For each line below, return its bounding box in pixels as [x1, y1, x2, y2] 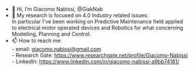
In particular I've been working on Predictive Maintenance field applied [11, 18, 183, 25]
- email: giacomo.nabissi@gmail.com [11, 46, 102, 52]
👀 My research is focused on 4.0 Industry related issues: [11, 12, 149, 19]
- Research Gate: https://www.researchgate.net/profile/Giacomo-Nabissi [11, 52, 188, 59]
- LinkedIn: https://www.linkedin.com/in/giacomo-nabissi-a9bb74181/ [11, 58, 179, 65]
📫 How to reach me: [11, 37, 62, 44]
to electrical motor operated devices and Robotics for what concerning [11, 24, 183, 31]
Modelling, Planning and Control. [11, 31, 91, 38]
